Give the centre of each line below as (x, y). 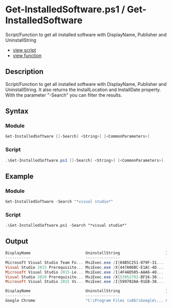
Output (17, 241)
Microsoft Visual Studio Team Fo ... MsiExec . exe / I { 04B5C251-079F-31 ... (84, 262)
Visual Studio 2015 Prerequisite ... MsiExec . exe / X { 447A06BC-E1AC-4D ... (84, 267)
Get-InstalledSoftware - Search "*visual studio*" (59, 202)
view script (24, 50)
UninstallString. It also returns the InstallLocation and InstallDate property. (83, 89)
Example (19, 176)
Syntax (17, 111)
